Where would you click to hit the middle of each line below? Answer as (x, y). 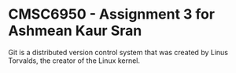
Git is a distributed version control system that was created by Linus (118, 52)
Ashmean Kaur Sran (75, 31)
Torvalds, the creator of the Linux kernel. (74, 61)
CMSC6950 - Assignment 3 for (111, 14)
